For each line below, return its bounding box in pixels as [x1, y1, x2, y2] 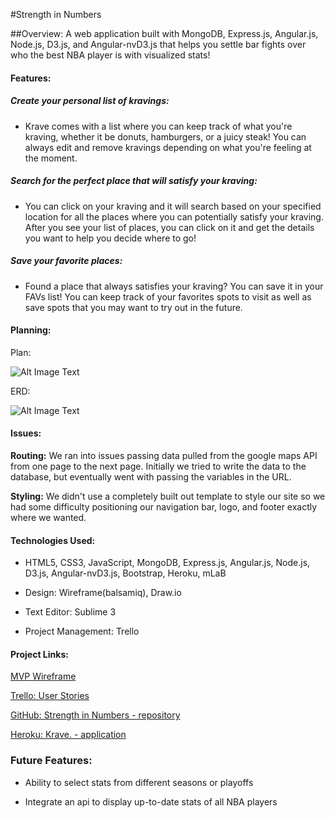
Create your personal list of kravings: [10, 95, 170, 107]
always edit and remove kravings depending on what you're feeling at [24, 141, 312, 153]
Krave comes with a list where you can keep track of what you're [24, 120, 293, 132]
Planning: [10, 324, 52, 336]
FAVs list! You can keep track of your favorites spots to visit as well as [24, 290, 312, 303]
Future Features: [10, 754, 93, 768]
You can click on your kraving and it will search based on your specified [24, 200, 322, 212]
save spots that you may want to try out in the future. [24, 301, 243, 313]
